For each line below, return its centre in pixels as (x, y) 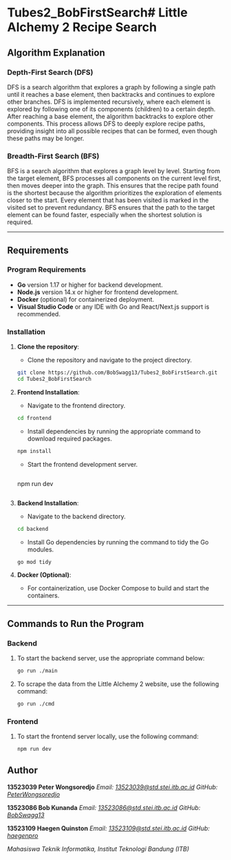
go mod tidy (34, 562)
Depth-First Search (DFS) (50, 72)
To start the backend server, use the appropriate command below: (111, 659)
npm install (34, 451)
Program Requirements (47, 269)
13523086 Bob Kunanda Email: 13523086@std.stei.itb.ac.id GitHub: (104, 807)
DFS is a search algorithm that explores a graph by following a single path (111, 87)
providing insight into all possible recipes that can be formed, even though (112, 131)
